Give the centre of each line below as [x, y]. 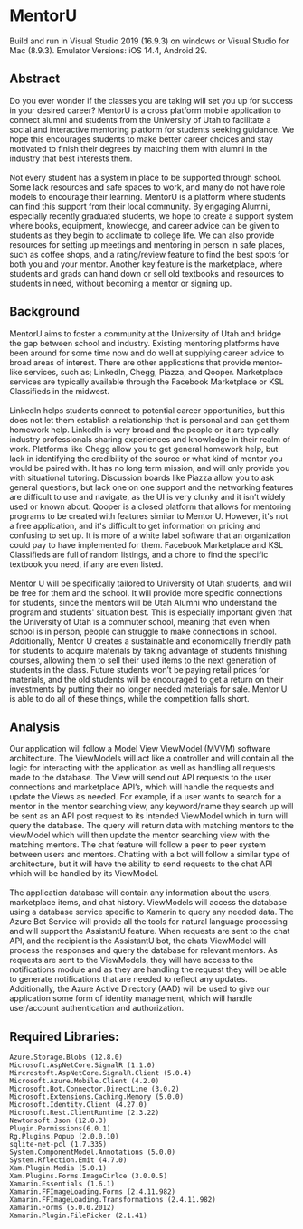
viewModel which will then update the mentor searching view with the [139, 835]
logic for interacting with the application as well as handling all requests [142, 768]
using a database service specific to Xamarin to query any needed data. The [151, 912]
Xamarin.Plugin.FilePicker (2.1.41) [78, 1216]
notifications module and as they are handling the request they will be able [148, 969]
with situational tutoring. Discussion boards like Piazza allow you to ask [142, 477]
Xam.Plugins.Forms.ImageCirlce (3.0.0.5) [89, 1177]
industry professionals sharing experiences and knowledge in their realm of [150, 439]
